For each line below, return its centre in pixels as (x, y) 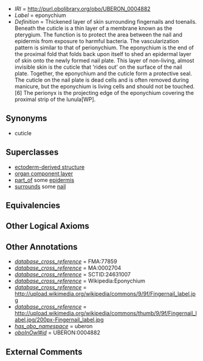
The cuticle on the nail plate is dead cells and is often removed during (101, 80)
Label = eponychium (40, 15)
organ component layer (44, 173)
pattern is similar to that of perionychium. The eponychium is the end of (104, 47)
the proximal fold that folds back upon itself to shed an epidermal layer (103, 54)
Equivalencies (33, 205)
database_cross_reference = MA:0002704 (68, 268)
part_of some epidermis (44, 180)
